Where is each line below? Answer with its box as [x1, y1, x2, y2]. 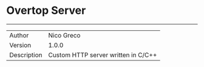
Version [9, 40, 32, 49]
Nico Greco [48, 31, 81, 39]
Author [9, 31, 29, 39]
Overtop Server [6, 4, 86, 18]
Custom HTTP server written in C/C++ [48, 51, 157, 59]
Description [9, 51, 42, 59]
